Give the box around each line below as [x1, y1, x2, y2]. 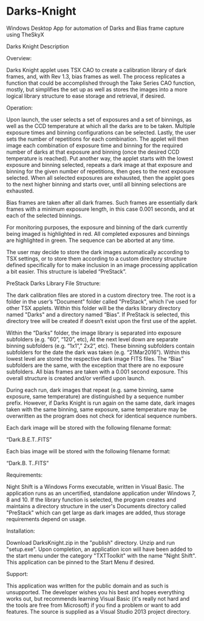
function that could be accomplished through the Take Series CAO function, [6, 79, 196, 87]
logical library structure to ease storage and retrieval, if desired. [6, 92, 166, 99]
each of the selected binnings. [6, 211, 83, 219]
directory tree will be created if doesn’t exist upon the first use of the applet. [6, 317, 197, 324]
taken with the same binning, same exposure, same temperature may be [6, 405, 187, 413]
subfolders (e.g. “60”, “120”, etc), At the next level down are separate [6, 335, 178, 342]
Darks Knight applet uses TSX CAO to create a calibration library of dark [6, 66, 187, 74]
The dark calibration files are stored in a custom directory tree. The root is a [6, 291, 196, 299]
